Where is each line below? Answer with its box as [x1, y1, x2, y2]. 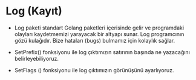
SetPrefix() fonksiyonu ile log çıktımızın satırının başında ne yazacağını [14, 48, 190, 55]
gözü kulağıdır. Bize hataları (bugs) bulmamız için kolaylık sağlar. [14, 37, 175, 44]
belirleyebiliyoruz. [14, 55, 59, 62]
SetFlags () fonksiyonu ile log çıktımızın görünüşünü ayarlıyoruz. [14, 66, 174, 73]
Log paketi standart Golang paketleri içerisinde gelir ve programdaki [14, 24, 185, 31]
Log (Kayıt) [5, 4, 63, 18]
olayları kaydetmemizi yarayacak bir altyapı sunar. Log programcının [14, 30, 185, 37]
